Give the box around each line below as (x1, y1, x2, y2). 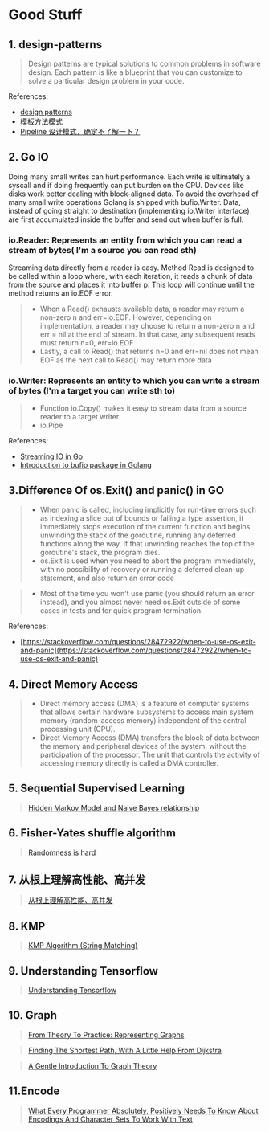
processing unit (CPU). (39, 725, 116, 734)
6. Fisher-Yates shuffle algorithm (8, 826, 177, 840)
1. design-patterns (8, 38, 103, 51)
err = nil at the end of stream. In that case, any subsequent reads (39, 329, 255, 339)
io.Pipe (39, 420, 63, 431)
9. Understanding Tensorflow (8, 964, 159, 978)
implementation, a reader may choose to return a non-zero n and (39, 321, 255, 331)
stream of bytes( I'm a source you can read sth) (8, 244, 197, 255)
